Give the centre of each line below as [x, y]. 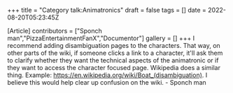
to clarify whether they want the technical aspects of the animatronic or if [113, 60]
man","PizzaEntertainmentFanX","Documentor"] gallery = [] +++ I [101, 38]
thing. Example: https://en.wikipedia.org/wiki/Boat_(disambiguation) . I [107, 75]
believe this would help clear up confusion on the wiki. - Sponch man [107, 82]
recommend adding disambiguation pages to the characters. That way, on [114, 45]
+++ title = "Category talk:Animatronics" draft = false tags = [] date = [107, 10]
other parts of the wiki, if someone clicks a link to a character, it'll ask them [115, 53]
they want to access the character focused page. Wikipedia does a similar [114, 68]
